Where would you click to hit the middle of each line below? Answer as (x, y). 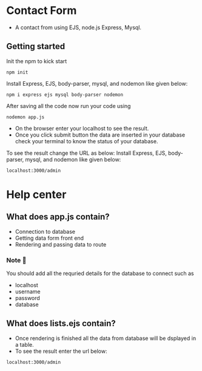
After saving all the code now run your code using (69, 106)
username (28, 291)
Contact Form (42, 11)
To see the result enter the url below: (61, 351)
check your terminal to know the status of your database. (86, 141)
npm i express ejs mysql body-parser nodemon (65, 95)
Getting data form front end (49, 238)
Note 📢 (16, 260)
